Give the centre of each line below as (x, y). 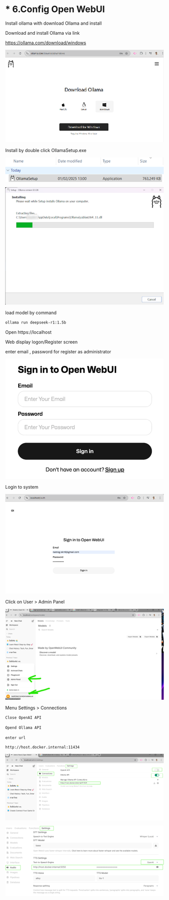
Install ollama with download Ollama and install (54, 23)
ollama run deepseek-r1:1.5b (36, 323)
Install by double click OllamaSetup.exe (46, 151)
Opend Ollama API (23, 728)
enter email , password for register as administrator (58, 351)
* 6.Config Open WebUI (55, 9)
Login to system (22, 487)
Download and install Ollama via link (43, 33)
